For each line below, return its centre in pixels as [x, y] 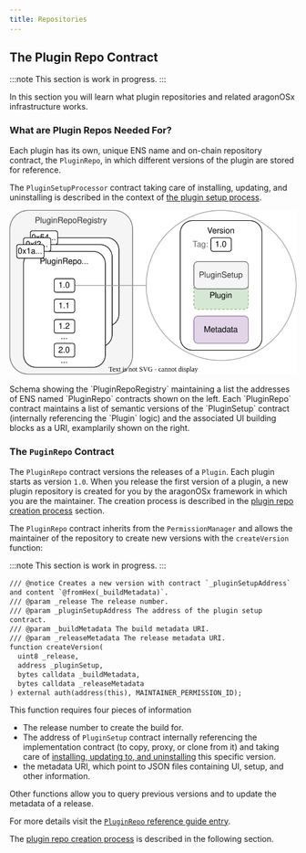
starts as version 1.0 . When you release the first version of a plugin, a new [149, 481]
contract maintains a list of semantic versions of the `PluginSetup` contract [149, 409]
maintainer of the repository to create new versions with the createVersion [149, 538]
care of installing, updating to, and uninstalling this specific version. [149, 756]
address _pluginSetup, [61, 665]
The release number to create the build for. [103, 727]
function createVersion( [56, 647]
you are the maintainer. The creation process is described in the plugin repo [152, 500]
